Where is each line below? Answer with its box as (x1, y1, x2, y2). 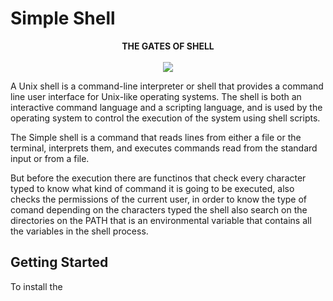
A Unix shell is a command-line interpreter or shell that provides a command (10, 80, 324, 92)
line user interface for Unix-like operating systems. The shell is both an (10, 90, 302, 102)
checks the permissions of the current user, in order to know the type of (10, 193, 308, 205)
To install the (10, 280, 63, 292)
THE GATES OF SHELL (121, 40, 215, 52)
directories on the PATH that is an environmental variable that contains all (10, 214, 312, 226)
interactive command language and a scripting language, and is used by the (10, 101, 323, 113)
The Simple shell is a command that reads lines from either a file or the (10, 131, 302, 143)
